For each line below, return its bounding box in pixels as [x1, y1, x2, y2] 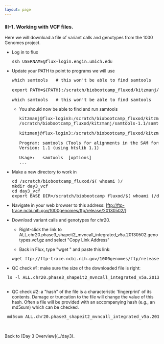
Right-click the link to [19, 226, 62, 232]
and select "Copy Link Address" [45, 237, 110, 243]
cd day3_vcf [11, 188, 41, 194]
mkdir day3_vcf [11, 183, 48, 189]
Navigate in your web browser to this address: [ [11, 202, 108, 208]
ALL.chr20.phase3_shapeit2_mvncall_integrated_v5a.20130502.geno [19, 231, 158, 238]
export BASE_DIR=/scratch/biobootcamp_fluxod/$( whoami [11, 193, 149, 198]
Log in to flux [11, 49, 39, 55]
